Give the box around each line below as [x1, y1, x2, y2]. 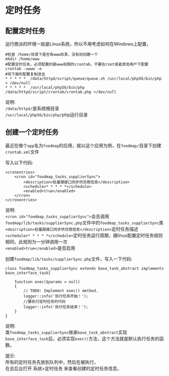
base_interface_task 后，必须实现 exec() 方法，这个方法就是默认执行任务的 [5, 335, 159, 341]
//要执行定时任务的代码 [23, 299, 66, 304]
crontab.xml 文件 [5, 148, 39, 155]
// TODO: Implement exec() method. [23, 288, 99, 293]
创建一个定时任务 [5, 128, 59, 137]
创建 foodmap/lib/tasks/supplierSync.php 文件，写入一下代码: [5, 256, 133, 262]
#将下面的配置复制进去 [5, 72, 46, 77]
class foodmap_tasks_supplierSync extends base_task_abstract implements [5, 266, 164, 271]
